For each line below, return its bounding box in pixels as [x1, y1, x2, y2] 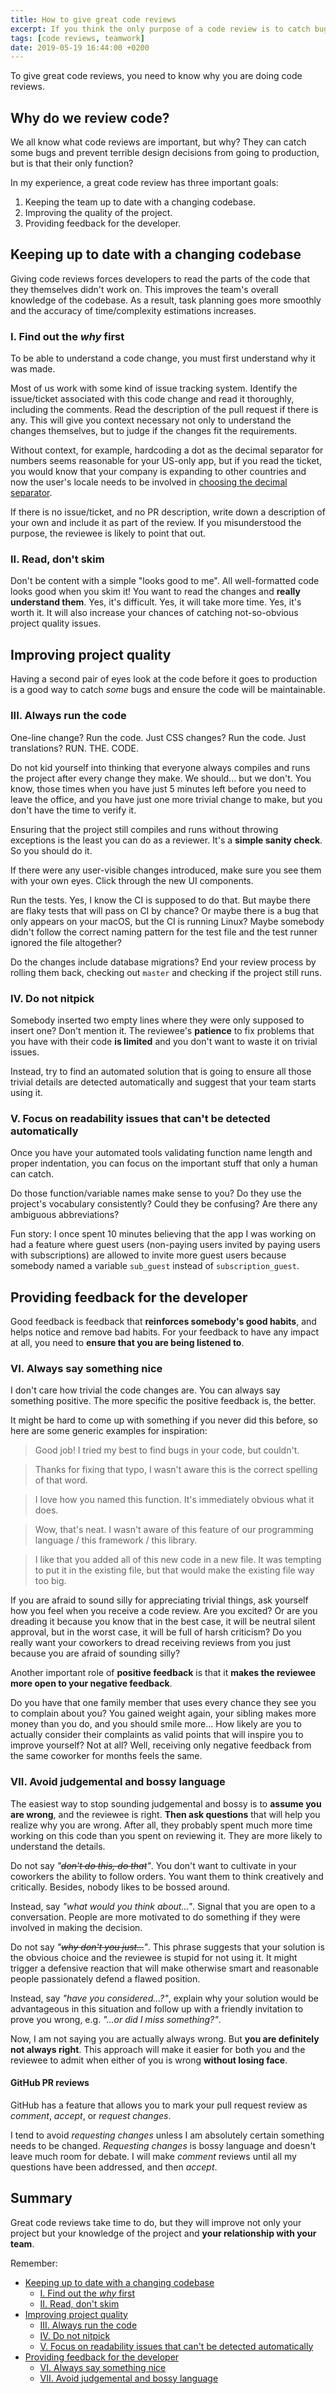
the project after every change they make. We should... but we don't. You [10, 772, 312, 784]
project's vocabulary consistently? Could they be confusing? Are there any [10, 1198, 318, 1210]
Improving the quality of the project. [24, 207, 173, 219]
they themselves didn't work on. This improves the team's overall [10, 283, 279, 295]
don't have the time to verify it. [10, 804, 137, 816]
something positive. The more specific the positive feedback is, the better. [10, 1395, 317, 1407]
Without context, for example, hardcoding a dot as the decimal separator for [10, 444, 324, 456]
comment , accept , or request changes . [10, 2109, 172, 2121]
